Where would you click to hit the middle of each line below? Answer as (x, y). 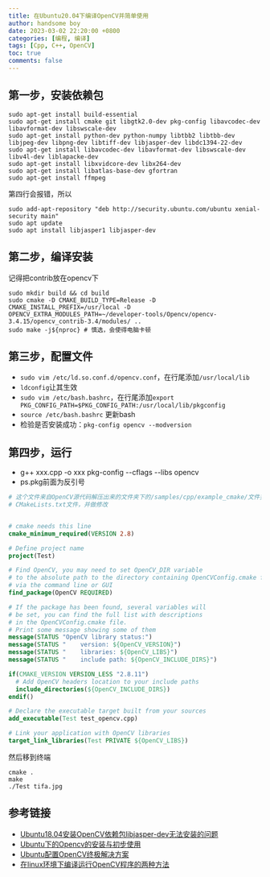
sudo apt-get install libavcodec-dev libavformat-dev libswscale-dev (127, 150)
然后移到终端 (29, 757)
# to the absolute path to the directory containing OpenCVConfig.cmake (133, 578)
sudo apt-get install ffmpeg (57, 178)
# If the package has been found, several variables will (107, 607)
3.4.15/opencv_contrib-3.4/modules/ (70, 321)
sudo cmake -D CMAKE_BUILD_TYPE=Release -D (82, 300)
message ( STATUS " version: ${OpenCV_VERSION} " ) (95, 645)
